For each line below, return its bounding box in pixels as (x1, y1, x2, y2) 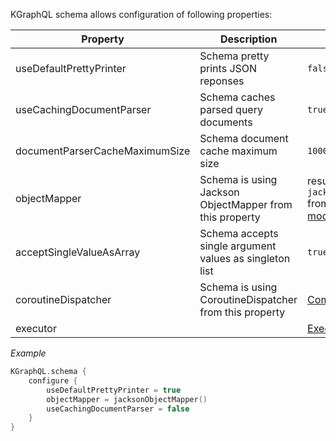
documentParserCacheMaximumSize (15, 144, 191, 158)
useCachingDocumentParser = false (46, 404, 190, 414)
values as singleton (199, 252, 291, 265)
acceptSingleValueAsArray (15, 245, 141, 259)
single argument (199, 239, 277, 253)
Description (219, 32, 278, 46)
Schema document (199, 132, 289, 145)
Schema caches (199, 90, 276, 104)
